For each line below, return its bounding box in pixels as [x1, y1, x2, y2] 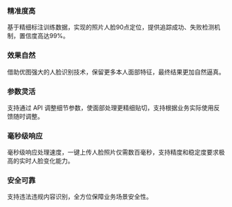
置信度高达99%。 [19, 32, 70, 40]
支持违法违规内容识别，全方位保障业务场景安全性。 [7, 193, 153, 201]
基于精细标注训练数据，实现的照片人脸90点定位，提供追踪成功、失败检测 [7, 23, 215, 32]
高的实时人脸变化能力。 [7, 157, 74, 165]
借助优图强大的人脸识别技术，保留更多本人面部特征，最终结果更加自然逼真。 [7, 68, 225, 76]
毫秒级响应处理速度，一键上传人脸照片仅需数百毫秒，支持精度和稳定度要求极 [7, 148, 225, 157]
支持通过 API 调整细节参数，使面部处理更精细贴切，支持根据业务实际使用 [7, 103, 214, 112]
